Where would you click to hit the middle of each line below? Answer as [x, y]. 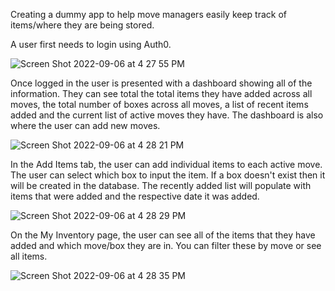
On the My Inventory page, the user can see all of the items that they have [163, 235]
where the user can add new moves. [85, 125]
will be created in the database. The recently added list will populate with [161, 185]
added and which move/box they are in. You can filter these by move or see [166, 245]
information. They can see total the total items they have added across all [161, 93]
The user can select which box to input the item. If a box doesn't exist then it [168, 175]
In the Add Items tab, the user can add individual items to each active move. [166, 164]
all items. [29, 256]
